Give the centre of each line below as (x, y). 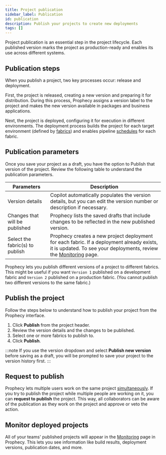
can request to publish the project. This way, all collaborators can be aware (82, 399)
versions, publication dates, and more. (44, 448)
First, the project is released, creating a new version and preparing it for (78, 95)
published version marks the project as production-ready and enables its (79, 48)
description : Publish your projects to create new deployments (72, 24)
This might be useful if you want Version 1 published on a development (78, 272)
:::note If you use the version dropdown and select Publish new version (78, 350)
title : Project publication (34, 10)
